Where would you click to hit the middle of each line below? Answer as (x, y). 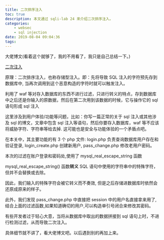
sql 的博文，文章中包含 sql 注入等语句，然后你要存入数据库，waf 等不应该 (85, 122)
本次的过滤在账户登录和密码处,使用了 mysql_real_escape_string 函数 (74, 156)
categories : (17, 23)
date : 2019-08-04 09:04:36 (33, 37)
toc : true (15, 14)
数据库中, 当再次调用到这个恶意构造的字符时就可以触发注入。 (66, 83)
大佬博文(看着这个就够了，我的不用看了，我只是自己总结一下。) (68, 56)
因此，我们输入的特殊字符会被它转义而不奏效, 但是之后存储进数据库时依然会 (81, 183)
